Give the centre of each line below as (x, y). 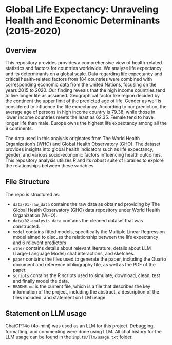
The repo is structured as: (33, 194)
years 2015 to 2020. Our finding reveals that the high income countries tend (85, 90)
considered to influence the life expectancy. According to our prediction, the (86, 106)
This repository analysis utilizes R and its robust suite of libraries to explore (85, 160)
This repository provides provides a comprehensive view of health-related (84, 63)
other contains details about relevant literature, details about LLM (82, 248)
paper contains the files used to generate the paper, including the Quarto (89, 259)
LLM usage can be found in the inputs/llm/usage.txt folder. (69, 337)
